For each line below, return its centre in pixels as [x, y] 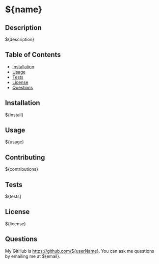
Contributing [25, 157]
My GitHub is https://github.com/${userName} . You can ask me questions [80, 251]
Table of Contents [33, 55]
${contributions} [22, 169]
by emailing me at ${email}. [33, 256]
